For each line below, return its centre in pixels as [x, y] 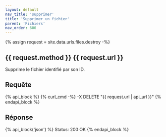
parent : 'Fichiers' [25, 23]
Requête [18, 85]
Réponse [19, 118]
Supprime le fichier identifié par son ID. [45, 69]
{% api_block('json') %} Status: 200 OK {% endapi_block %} [67, 129]
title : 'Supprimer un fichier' [37, 19]
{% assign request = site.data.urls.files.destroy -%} [58, 42]
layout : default [22, 10]
